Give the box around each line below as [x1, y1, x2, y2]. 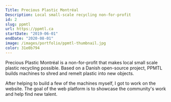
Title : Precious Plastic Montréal [5, 7, 79, 13]
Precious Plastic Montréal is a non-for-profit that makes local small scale [5, 59, 158, 65]
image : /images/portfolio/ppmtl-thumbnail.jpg [5, 41, 106, 46]
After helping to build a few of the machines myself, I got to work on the [5, 80, 156, 86]
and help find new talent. [5, 91, 58, 97]
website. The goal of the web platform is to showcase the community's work [5, 85, 166, 92]
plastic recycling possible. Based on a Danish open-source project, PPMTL [5, 65, 162, 71]
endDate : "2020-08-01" [5, 36, 54, 41]
